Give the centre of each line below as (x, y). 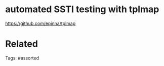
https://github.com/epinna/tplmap (40, 23)
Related (22, 44)
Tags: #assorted (22, 58)
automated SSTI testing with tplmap (82, 9)
